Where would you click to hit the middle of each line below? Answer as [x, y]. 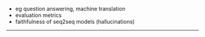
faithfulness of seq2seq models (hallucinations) [75, 22]
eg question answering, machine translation [70, 9]
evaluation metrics [38, 15]
